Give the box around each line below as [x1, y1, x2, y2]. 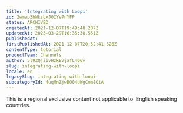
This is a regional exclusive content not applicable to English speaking [6, 95, 178, 102]
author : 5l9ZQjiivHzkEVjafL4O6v [6, 57, 85, 63]
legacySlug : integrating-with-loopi [6, 74, 96, 80]
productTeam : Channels [6, 52, 62, 58]
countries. [6, 102, 31, 108]
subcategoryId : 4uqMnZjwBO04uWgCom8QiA [6, 80, 104, 85]
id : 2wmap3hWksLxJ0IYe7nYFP [6, 14, 75, 20]
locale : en [6, 69, 33, 74]
